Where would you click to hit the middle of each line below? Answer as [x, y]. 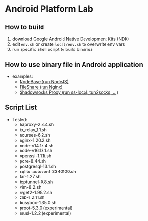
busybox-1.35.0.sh [38, 202]
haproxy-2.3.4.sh [37, 124]
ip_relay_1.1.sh [33, 130]
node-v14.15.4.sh [36, 145]
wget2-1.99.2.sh [36, 192]
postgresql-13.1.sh [38, 166]
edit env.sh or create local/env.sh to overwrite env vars [68, 44]
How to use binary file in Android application [74, 65]
